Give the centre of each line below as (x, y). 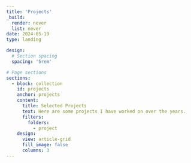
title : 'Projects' (29, 12)
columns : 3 (36, 150)
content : (28, 100)
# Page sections (26, 73)
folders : (39, 123)
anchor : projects (39, 95)
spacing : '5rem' (32, 61)
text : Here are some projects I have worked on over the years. (104, 111)
